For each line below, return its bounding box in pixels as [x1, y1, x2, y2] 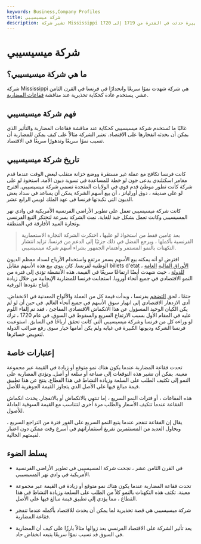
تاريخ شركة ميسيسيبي [7, 154, 79, 165]
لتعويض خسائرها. [7, 330, 45, 338]
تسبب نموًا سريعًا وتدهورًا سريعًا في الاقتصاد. [7, 137, 104, 144]
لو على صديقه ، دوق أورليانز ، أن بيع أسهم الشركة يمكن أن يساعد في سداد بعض [7, 189, 183, 196]
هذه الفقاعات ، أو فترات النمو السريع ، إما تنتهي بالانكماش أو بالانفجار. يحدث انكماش [7, 394, 193, 401]
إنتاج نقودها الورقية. [7, 281, 50, 288]
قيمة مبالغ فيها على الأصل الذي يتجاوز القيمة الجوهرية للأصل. [7, 382, 140, 390]
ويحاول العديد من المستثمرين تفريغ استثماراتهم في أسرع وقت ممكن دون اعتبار [7, 425, 181, 432]
